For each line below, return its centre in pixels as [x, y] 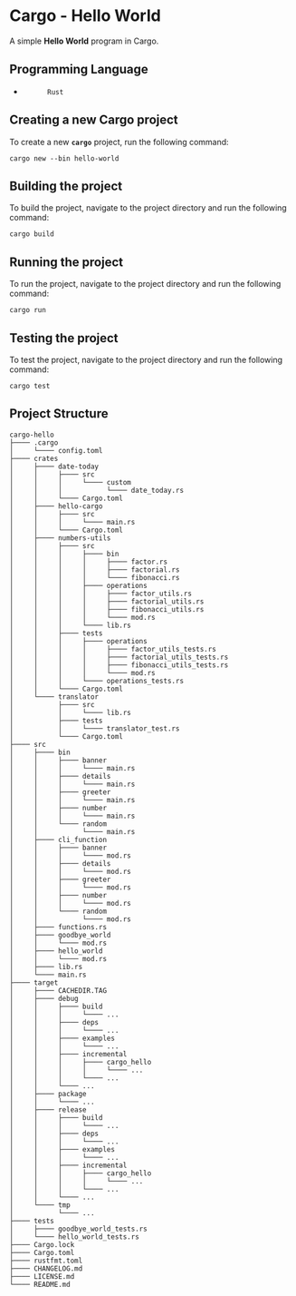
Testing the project [64, 338]
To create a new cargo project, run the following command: [119, 142]
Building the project [66, 186]
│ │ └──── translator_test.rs [95, 728]
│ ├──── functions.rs [58, 927]
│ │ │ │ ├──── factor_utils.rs [101, 594]
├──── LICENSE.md [42, 1276]
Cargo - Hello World [85, 16]
